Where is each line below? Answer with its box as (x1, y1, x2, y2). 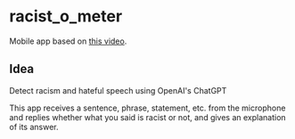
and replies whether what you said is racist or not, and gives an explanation (9, 111, 287, 122)
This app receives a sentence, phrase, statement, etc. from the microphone (9, 102, 286, 113)
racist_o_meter (9, 6, 123, 27)
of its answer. (9, 121, 59, 132)
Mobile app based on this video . (9, 36, 127, 46)
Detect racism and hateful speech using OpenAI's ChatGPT (9, 85, 227, 95)
